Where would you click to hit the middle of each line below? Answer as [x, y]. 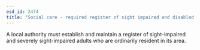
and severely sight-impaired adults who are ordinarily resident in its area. [96, 40]
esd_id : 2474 [22, 12]
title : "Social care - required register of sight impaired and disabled [100, 17]
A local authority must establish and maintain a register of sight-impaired [96, 34]
